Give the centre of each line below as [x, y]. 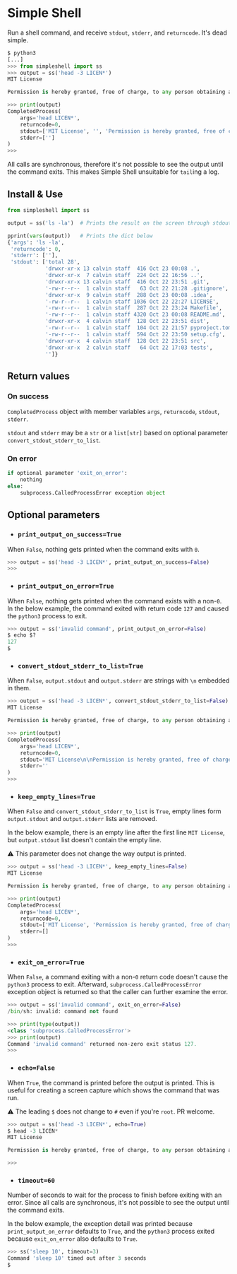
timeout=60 [36, 1180]
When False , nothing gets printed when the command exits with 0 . [103, 549]
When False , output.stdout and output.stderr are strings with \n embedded [119, 680]
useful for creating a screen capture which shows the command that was [114, 1090]
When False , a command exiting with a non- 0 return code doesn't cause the [118, 977]
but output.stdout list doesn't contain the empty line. [85, 840]
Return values [39, 376]
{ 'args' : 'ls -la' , [36, 242]
